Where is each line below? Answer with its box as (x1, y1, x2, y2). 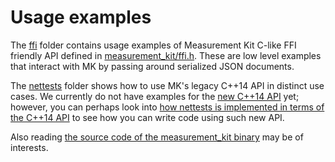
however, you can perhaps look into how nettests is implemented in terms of (10, 101, 325, 113)
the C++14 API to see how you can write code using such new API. (10, 111, 285, 123)
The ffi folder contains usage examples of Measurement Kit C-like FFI (10, 39, 297, 51)
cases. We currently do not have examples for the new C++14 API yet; (10, 90, 300, 102)
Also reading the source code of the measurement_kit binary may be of (10, 131, 304, 143)
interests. (10, 141, 49, 153)
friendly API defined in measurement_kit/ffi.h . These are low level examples (10, 49, 322, 61)
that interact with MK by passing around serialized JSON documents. (10, 60, 295, 72)
